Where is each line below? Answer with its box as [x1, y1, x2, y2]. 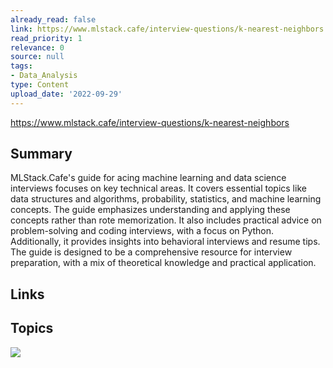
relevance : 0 [10, 42, 65, 53]
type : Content [10, 80, 70, 90]
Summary [10, 146, 73, 163]
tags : [10, 61, 33, 71]
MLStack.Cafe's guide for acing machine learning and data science [10, 172, 287, 184]
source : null [10, 52, 65, 62]
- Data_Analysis [10, 71, 78, 81]
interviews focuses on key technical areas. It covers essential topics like [10, 182, 307, 195]
